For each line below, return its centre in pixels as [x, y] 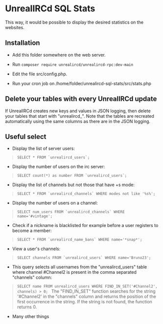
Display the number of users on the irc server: [58, 167]
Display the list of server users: [43, 149]
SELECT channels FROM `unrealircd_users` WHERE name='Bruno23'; [84, 258]
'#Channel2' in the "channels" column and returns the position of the [87, 296]
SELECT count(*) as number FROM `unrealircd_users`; [72, 176]
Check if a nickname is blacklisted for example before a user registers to [85, 226]
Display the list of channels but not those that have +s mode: [73, 185]
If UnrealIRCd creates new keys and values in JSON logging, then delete [78, 111]
